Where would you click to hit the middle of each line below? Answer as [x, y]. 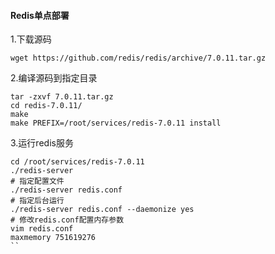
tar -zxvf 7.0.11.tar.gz [62, 97]
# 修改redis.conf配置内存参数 [67, 220]
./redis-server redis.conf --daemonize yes [102, 210]
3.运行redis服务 [42, 143]
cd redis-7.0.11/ [46, 106]
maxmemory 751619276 [53, 238]
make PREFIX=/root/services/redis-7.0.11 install [116, 123]
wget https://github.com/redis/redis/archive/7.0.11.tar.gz [138, 58]
